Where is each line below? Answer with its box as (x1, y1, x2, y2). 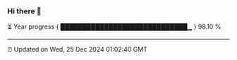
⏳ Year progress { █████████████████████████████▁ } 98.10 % (7, 22, 221, 31)
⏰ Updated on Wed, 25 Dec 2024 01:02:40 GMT (7, 45, 148, 54)
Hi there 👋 (7, 6, 42, 16)
